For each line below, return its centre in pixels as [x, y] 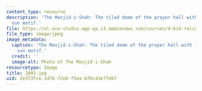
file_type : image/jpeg [35, 34]
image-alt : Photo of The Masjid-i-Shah [62, 62]
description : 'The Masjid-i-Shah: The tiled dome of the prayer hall [95, 17]
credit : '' [25, 56]
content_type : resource [36, 12]
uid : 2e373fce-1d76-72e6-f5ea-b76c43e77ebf [62, 78]
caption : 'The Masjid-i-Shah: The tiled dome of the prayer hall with [102, 45]
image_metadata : [26, 40]
